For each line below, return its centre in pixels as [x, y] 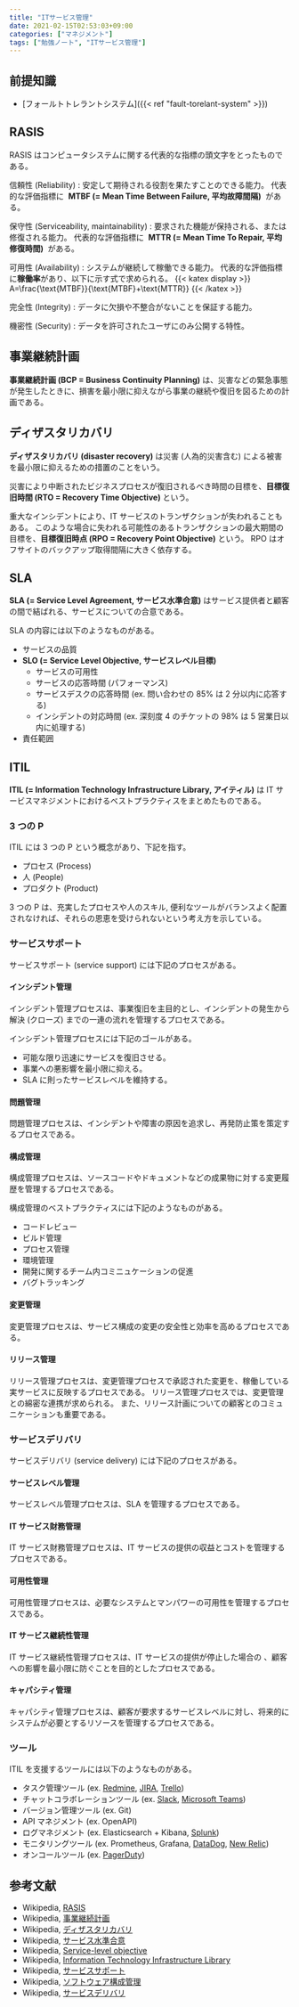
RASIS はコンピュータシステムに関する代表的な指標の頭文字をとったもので [146, 155]
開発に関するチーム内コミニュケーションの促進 [108, 1271]
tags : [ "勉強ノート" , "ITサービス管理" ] [78, 42]
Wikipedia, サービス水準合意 [74, 1941]
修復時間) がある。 [44, 248]
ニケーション [32, 1414]
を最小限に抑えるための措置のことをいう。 [87, 467]
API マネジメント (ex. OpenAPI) [80, 1822]
